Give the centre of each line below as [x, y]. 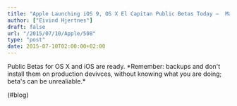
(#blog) [18, 95]
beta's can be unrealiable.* [47, 81]
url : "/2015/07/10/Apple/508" [52, 33]
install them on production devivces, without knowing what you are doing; [115, 74]
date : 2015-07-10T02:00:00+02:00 [56, 46]
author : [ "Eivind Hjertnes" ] [50, 20]
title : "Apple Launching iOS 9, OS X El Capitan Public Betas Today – [113, 14]
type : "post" [26, 40]
